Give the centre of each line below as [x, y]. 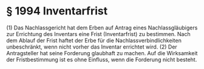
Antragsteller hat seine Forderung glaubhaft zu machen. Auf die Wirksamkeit [102, 53]
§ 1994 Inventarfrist [57, 11]
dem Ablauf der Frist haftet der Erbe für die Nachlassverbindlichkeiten [94, 40]
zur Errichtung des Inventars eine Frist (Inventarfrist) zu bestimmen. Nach [98, 34]
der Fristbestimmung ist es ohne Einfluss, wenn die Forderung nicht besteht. [102, 59]
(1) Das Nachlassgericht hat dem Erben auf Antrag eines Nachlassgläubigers [102, 28]
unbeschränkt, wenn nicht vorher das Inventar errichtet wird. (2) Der [92, 47]
